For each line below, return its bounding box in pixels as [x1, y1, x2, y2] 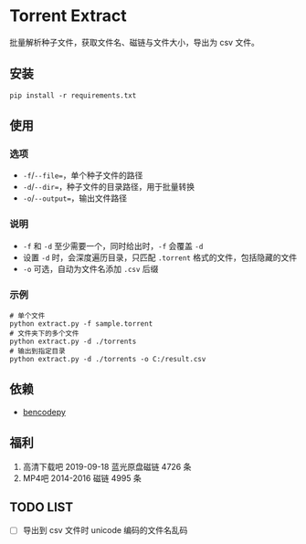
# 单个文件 [9, 311, 46, 320]
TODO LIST [9, 499, 74, 516]
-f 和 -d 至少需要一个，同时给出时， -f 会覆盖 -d [22, 240, 204, 251]
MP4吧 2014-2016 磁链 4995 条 [22, 472, 142, 484]
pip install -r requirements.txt [9, 90, 137, 100]
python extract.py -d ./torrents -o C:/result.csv [9, 355, 206, 364]
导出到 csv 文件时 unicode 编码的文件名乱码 [22, 525, 188, 536]
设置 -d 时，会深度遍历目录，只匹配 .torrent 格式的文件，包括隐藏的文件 [22, 252, 298, 263]
